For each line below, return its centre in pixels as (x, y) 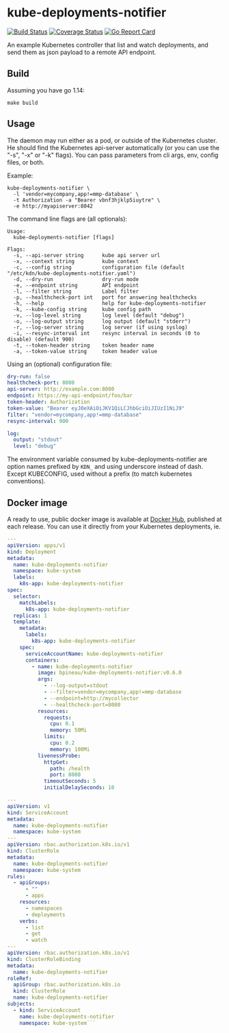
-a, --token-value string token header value (85, 351)
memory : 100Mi (70, 749)
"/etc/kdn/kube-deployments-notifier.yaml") (71, 273)
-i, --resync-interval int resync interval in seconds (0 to (107, 333)
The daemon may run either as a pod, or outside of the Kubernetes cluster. (112, 140)
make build (23, 103)
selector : (27, 596)
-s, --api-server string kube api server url (87, 255)
